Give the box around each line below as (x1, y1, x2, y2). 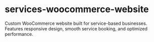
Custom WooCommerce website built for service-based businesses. (5, 20, 147, 26)
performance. (5, 31, 33, 37)
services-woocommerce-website (5, 4, 149, 15)
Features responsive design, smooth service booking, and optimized (5, 25, 148, 31)
